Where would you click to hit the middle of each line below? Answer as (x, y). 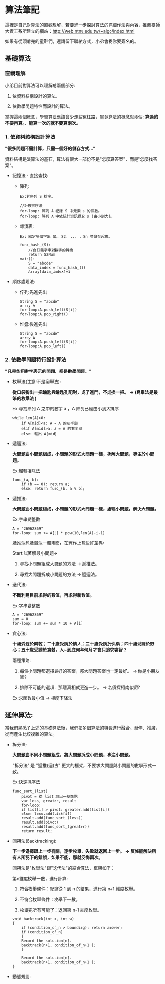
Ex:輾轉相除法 (26, 471)
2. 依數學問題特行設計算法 (36, 359)
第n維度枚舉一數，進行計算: (40, 879)
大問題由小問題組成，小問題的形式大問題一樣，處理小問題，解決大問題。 (85, 509)
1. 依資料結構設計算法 (30, 137)
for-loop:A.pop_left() (43, 346)
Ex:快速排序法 (26, 782)
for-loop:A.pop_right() (44, 314)
